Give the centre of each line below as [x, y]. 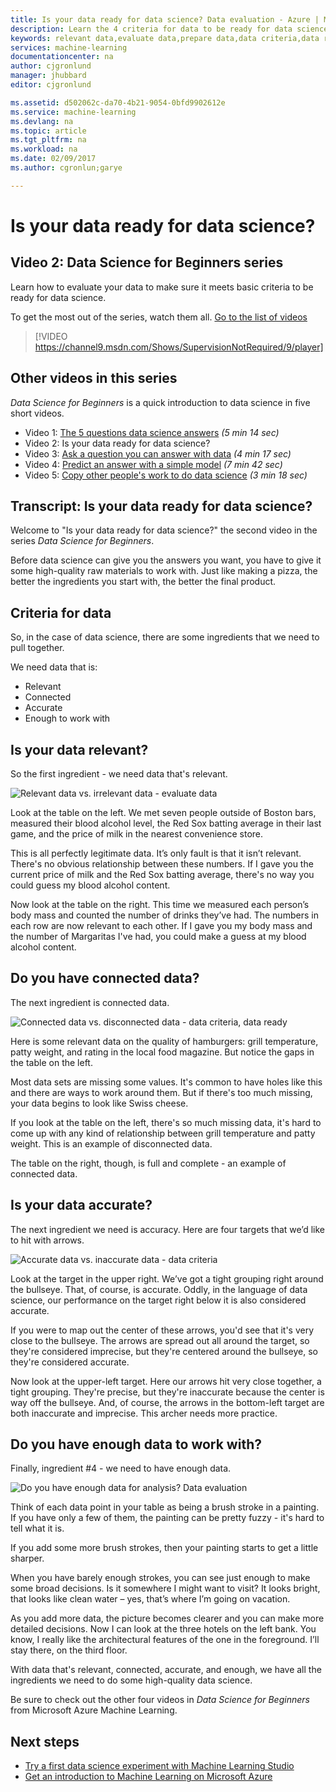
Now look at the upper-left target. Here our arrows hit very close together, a [166, 1381]
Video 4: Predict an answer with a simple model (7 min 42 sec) [153, 464]
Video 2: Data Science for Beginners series [147, 262]
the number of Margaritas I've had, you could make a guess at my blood [158, 936]
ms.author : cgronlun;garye [66, 168]
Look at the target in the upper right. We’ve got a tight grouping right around [167, 1278]
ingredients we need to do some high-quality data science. [131, 1680]
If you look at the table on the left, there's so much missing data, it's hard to [166, 1122]
